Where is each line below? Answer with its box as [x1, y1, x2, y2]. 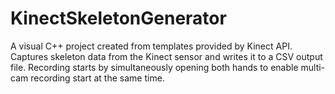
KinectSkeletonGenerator [10, 7, 227, 30]
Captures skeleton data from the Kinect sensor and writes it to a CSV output [10, 50, 323, 62]
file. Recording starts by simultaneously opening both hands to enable [10, 61, 299, 73]
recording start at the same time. [30, 72, 165, 84]
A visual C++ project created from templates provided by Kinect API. [10, 40, 293, 52]
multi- [300, 61, 326, 73]
